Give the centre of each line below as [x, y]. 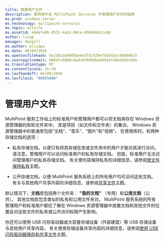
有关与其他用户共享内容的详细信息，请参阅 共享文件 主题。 [70, 182]
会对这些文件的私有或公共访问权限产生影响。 [54, 212]
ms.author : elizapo [25, 46]
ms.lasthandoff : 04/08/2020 [34, 74]
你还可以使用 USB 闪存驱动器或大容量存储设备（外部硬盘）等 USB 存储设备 [81, 222]
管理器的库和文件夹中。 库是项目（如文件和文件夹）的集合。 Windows [80, 125]
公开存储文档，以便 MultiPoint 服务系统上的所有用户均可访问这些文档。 [84, 176]
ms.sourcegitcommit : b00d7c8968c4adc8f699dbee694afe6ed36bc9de [71, 60]
